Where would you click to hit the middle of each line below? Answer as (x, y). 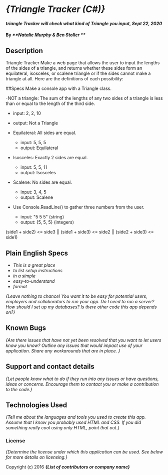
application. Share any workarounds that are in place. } (63, 350)
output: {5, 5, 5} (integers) (47, 222)
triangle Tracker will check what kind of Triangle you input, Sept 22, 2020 (84, 23)
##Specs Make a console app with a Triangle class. (59, 88)
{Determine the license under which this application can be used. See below (84, 452)
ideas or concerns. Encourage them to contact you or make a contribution (82, 384)
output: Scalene (37, 197)
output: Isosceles (38, 173)
